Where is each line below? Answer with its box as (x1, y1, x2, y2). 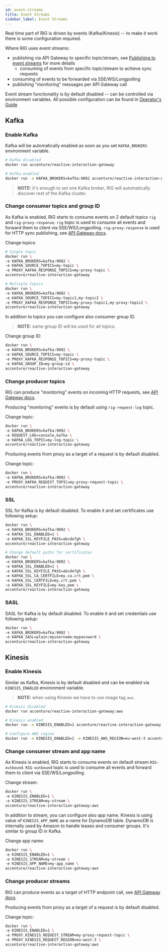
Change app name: (5, 838, 44, 844)
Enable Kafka (5, 131, 38, 138)
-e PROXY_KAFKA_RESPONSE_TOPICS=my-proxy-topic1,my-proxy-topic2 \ (5, 300, 148, 305)
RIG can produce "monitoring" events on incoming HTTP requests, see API (5, 389, 158, 395)
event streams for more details (12, 60, 76, 66)
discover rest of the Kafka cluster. (17, 190, 87, 196)
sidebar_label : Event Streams (5, 16, 68, 21)
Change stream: (5, 780, 38, 786)
